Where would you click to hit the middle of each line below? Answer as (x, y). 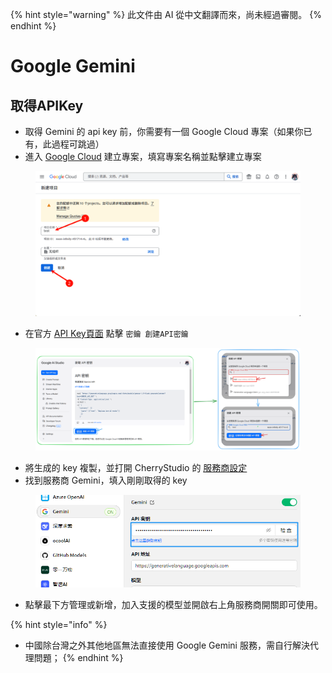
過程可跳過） (78, 144)
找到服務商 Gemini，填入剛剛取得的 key (106, 480)
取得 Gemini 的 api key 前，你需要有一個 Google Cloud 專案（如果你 (164, 131)
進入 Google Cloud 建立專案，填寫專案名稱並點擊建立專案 (143, 156)
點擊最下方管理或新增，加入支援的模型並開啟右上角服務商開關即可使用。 (173, 605)
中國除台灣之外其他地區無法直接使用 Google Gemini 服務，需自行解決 (167, 645)
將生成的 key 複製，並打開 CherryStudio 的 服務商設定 (136, 467)
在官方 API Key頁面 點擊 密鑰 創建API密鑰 (106, 333)
